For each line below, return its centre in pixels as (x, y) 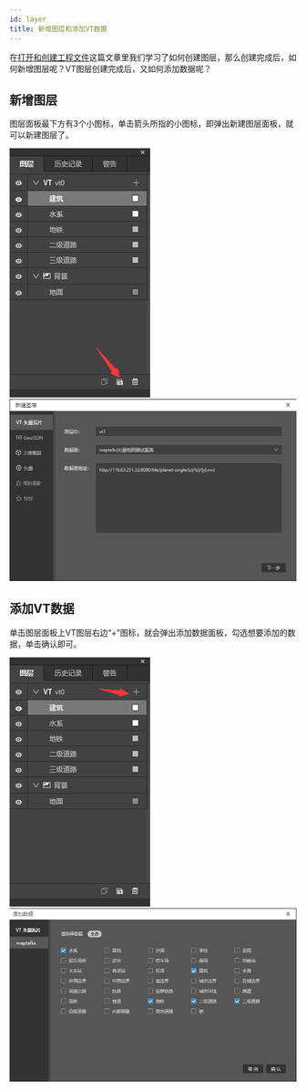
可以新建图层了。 (41, 135)
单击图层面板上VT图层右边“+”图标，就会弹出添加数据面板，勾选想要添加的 (149, 632)
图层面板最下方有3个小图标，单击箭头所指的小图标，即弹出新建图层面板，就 (152, 124)
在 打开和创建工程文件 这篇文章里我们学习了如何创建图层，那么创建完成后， (149, 57)
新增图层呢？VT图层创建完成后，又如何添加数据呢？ (114, 68)
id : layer (28, 19)
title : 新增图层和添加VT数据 (58, 29)
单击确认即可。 (53, 644)
